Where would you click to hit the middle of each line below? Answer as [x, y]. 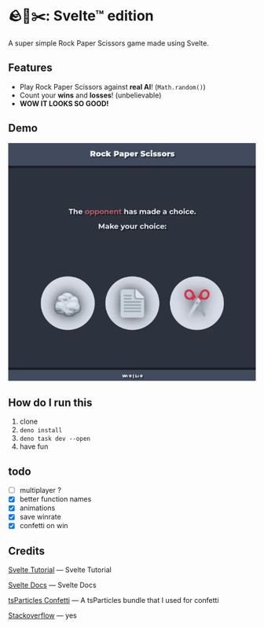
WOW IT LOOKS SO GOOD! [64, 103]
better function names [55, 499]
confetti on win [44, 526]
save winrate [40, 517]
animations [37, 508]
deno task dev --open [55, 439]
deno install [41, 431]
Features [30, 68]
